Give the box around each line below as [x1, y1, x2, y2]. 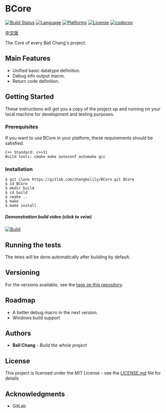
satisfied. [5, 140, 24, 146]
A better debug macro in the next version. [12, 309, 98, 315]
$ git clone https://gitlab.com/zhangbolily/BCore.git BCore [5, 177, 135, 182]
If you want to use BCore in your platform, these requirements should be [5, 135, 153, 141]
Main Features [5, 54, 51, 63]
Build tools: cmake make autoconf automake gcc [5, 154, 106, 159]
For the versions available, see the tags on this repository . [5, 281, 123, 287]
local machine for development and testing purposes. [5, 111, 115, 117]
